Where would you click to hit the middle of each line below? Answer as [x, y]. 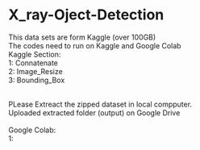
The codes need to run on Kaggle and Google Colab [95, 45]
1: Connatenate [33, 63]
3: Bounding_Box [37, 80]
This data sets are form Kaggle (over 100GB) [82, 37]
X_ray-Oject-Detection [86, 15]
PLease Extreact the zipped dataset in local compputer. [100, 104]
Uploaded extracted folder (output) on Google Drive [94, 112]
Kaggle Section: [35, 54]
